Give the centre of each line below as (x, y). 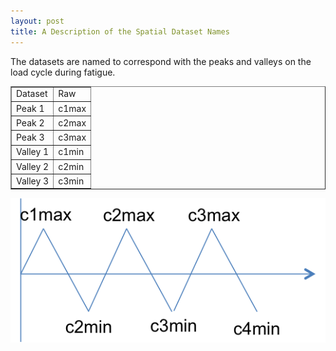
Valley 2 (33, 166)
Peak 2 (30, 122)
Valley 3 (33, 181)
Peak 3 (30, 137)
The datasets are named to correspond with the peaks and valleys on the (161, 61)
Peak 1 (30, 108)
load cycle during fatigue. (63, 72)
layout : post (37, 21)
